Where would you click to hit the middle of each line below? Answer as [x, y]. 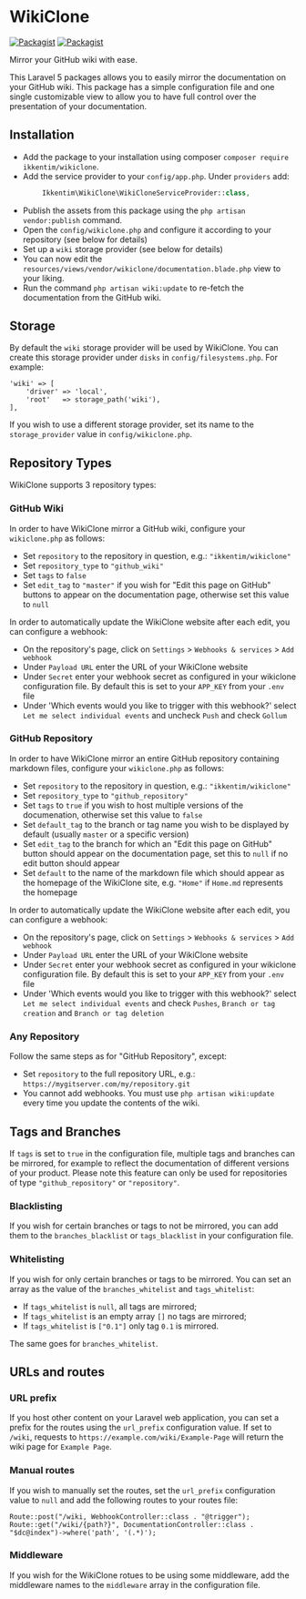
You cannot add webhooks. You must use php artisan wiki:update [148, 1094]
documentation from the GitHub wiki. [92, 297]
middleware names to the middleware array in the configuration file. [135, 1584]
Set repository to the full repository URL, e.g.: [109, 1074]
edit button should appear [71, 863]
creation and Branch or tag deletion [93, 1013]
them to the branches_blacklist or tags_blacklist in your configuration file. [152, 1236]
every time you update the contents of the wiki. [111, 1103]
